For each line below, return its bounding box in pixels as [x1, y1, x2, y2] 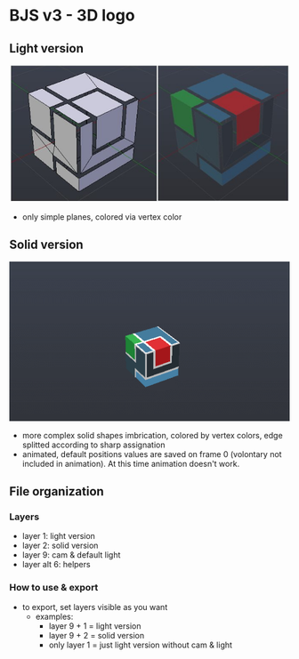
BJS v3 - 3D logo [9, 5, 135, 26]
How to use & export [9, 582, 99, 594]
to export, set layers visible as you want [21, 601, 168, 612]
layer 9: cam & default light [21, 550, 121, 560]
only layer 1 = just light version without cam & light [48, 639, 233, 650]
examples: [35, 611, 74, 622]
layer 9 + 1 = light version [48, 620, 141, 631]
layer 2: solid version [21, 540, 99, 551]
